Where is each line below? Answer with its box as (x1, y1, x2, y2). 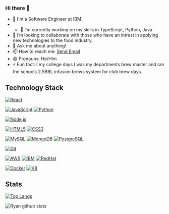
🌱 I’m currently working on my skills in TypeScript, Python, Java (20, 27, 153, 33)
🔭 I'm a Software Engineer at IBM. (12, 16, 83, 22)
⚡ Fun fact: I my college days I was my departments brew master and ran (12, 62, 164, 68)
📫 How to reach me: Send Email (12, 48, 80, 55)
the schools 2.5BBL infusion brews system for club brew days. (12, 69, 143, 75)
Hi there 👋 (5, 5, 30, 12)
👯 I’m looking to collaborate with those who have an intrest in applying (12, 32, 158, 38)
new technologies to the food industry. (12, 37, 93, 43)
